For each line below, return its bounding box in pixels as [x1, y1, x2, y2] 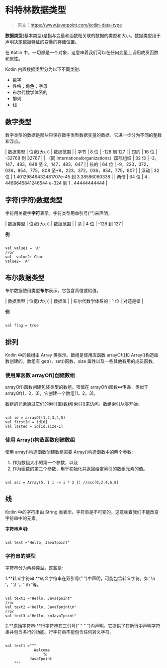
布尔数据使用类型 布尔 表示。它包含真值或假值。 [5, 288, 101, 294]
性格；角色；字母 [12, 83, 48, 89]
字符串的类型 [5, 552, 36, 559]
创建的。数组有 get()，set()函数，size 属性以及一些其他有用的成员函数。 [9, 358, 158, 364]
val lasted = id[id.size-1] [5, 424, 64, 429]
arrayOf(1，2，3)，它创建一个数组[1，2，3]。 [5, 390, 98, 396]
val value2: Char [5, 254, 43, 259]
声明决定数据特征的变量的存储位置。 [5, 38, 80, 45]
